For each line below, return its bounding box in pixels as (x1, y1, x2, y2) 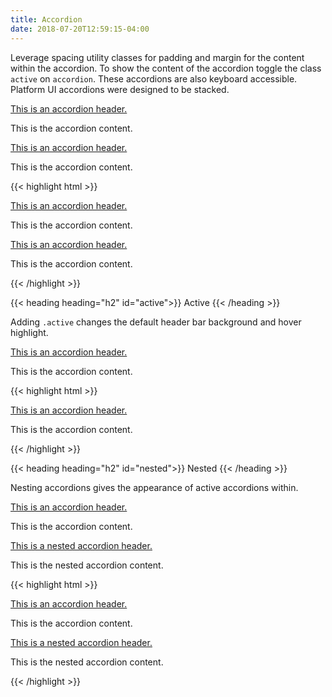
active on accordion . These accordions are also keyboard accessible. (10, 72, 298, 85)
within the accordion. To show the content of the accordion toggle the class (10, 62, 322, 74)
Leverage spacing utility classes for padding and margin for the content (10, 51, 305, 63)
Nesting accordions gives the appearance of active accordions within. (10, 481, 299, 493)
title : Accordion (10, 14, 83, 25)
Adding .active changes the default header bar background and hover (10, 316, 302, 328)
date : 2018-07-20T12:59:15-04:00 (10, 24, 150, 34)
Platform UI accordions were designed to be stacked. (10, 83, 230, 95)
